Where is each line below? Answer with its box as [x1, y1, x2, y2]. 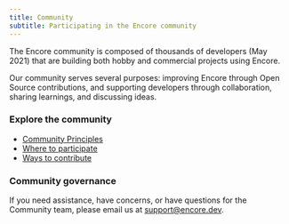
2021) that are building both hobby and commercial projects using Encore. [9, 55, 281, 66]
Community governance [9, 174, 117, 187]
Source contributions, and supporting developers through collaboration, [9, 82, 273, 92]
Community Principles [21, 133, 104, 144]
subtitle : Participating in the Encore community [9, 21, 197, 30]
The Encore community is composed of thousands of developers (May [9, 45, 269, 56]
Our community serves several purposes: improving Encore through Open [9, 72, 280, 83]
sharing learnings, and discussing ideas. [9, 91, 157, 102]
